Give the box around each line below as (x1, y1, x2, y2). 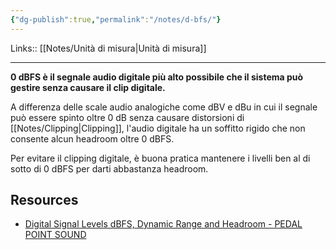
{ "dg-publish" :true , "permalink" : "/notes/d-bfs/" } (10, 14, 222, 25)
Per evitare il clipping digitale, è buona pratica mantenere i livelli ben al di (10, 152, 311, 164)
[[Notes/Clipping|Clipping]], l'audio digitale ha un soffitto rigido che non (10, 122, 306, 134)
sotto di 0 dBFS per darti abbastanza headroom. (10, 162, 209, 175)
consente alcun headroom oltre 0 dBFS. (10, 132, 175, 145)
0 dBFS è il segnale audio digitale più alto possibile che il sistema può (10, 71, 304, 83)
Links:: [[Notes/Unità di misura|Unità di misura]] (10, 42, 207, 54)
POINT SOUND (24, 229, 87, 241)
